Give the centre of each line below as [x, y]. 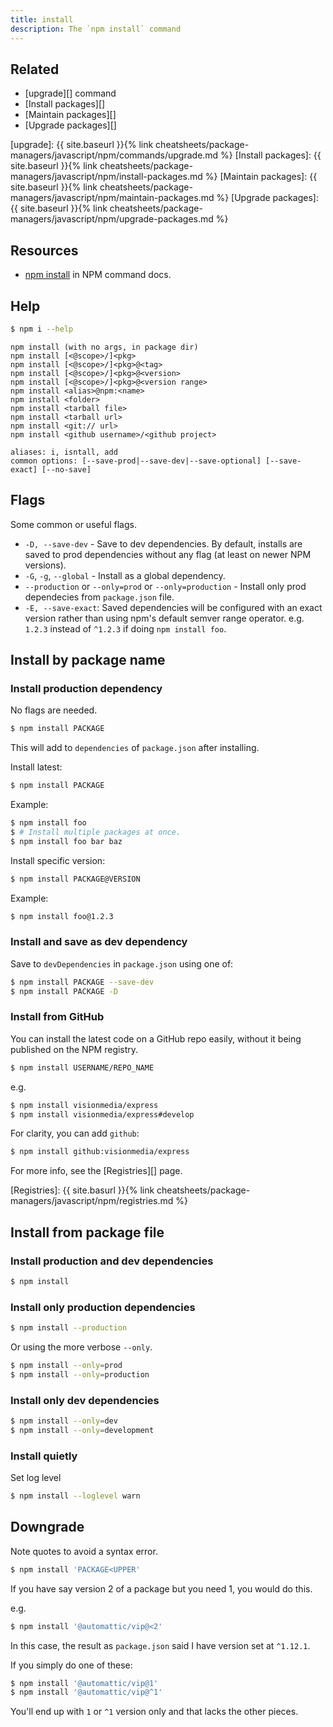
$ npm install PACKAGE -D [64, 991]
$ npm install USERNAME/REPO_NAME [82, 1067]
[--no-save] [66, 469]
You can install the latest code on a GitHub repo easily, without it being [156, 1038]
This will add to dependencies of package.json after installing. [135, 748]
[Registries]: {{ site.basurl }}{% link [82, 1190]
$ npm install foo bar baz [66, 841]
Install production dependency [86, 688]
